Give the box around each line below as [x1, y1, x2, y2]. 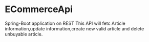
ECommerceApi [5, 4, 73, 15]
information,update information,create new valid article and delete [5, 25, 144, 31]
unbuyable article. [5, 31, 43, 37]
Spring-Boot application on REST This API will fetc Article [5, 20, 126, 26]
